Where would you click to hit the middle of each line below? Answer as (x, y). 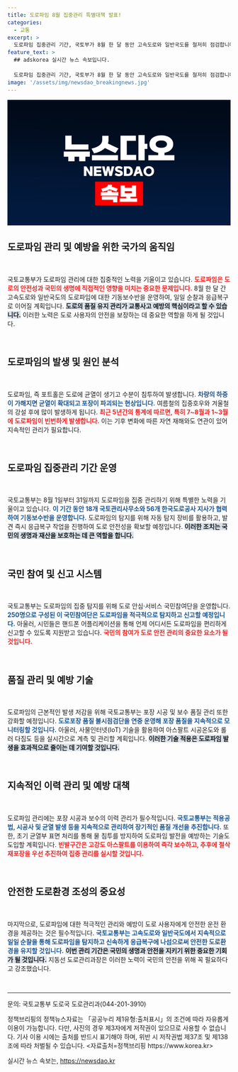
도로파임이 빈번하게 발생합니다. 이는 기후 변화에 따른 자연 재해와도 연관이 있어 (121, 421)
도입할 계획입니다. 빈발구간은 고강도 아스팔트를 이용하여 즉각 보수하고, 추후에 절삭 (119, 844)
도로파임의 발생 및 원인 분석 (63, 362)
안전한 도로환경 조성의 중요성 (67, 892)
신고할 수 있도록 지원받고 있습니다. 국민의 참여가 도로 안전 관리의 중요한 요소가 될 (118, 633)
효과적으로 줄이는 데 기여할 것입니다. (70, 748)
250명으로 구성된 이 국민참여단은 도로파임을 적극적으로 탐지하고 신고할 (104, 615)
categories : (25, 22)
